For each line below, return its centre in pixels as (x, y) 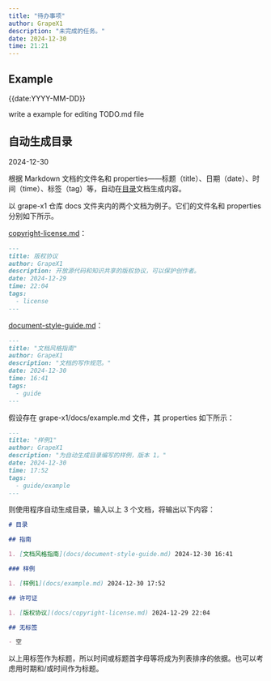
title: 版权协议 (33, 256)
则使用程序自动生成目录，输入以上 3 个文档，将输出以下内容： (112, 510)
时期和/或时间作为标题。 (63, 669)
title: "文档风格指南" (43, 348)
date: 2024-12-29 (38, 279)
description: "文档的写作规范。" (60, 363)
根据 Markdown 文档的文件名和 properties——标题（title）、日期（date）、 (131, 178)
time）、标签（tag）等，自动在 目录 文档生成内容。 (104, 188)
